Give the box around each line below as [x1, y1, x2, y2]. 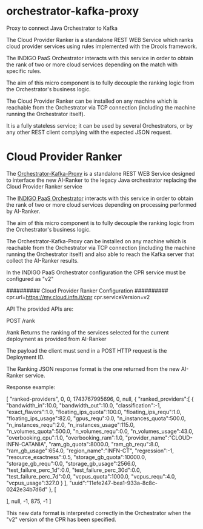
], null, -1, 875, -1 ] [6, 497, 52, 505]
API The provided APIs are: [6, 305, 74, 313]
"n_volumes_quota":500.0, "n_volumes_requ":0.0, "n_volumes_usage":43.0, [6, 427, 194, 435]
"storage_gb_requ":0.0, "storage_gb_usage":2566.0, [6, 460, 137, 467]
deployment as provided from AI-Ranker [6, 335, 107, 342]
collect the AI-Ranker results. [6, 257, 79, 264]
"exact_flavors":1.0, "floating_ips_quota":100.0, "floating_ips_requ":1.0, [6, 408, 182, 415]
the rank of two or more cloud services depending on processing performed [6, 201, 197, 208]
